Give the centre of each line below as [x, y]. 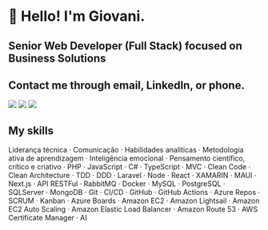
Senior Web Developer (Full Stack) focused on [125, 46]
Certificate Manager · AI [48, 218]
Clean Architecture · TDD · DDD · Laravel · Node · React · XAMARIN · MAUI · [133, 176]
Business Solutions [57, 58]
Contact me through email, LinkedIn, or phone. [127, 85]
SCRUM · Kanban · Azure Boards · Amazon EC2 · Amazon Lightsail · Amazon [134, 201]
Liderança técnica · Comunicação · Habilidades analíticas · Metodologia [126, 150]
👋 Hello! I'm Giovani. [77, 16]
